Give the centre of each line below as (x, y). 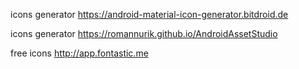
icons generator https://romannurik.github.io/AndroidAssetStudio (144, 33)
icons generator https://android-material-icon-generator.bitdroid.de (149, 14)
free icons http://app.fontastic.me (79, 53)
